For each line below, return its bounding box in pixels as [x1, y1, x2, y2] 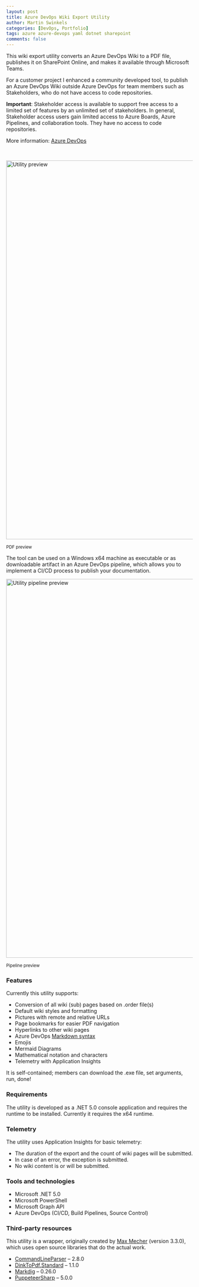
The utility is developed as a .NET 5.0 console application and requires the [6, 1103, 188, 1111]
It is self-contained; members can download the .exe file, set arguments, [6, 1069, 183, 1076]
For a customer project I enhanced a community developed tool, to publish [6, 76, 188, 83]
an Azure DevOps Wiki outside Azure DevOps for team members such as [6, 83, 184, 89]
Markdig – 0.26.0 [14, 1268, 56, 1275]
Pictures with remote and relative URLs [14, 1013, 110, 1021]
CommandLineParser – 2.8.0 [14, 1256, 85, 1263]
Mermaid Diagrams [14, 1045, 62, 1053]
